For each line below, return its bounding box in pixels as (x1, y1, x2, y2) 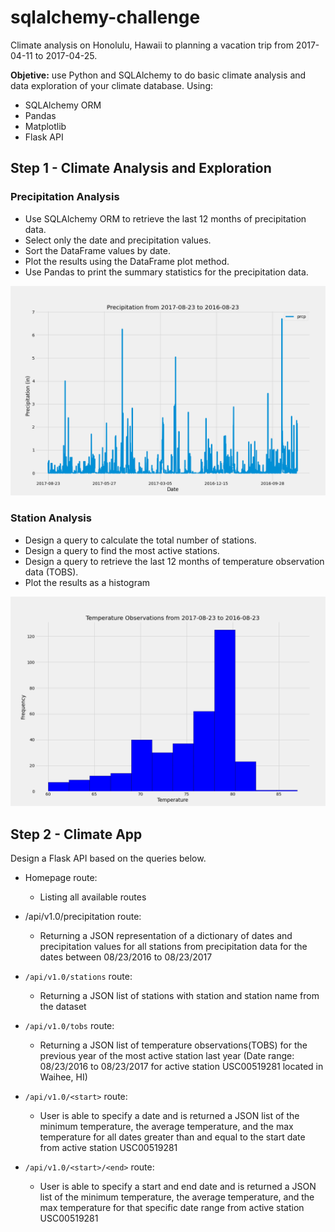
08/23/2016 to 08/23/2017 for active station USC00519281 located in (39, 1061, 324, 1073)
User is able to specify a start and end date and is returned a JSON (39, 1181, 317, 1193)
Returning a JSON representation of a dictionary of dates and (39, 930, 293, 942)
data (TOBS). (24, 566, 79, 578)
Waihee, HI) (39, 1071, 88, 1083)
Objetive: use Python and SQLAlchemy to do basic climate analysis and (10, 69, 307, 81)
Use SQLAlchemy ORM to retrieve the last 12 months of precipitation (24, 212, 307, 225)
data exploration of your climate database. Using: (10, 79, 213, 91)
